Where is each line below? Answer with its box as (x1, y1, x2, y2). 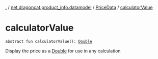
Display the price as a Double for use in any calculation (5, 48, 121, 54)
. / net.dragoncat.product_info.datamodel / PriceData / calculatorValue (5, 5, 153, 10)
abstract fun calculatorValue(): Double (5, 39, 93, 44)
